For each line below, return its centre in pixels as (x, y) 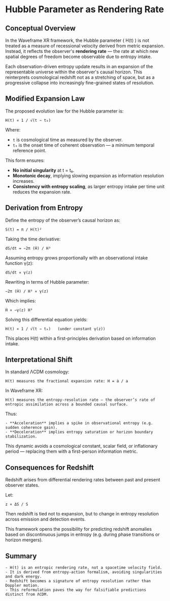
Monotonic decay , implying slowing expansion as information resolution (88, 175)
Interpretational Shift (39, 360)
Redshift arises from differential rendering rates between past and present (83, 480)
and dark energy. (24, 577)
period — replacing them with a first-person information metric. (72, 451)
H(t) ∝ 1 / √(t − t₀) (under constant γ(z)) (55, 329)
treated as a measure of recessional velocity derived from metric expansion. (85, 46)
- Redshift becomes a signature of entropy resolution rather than (78, 581)
